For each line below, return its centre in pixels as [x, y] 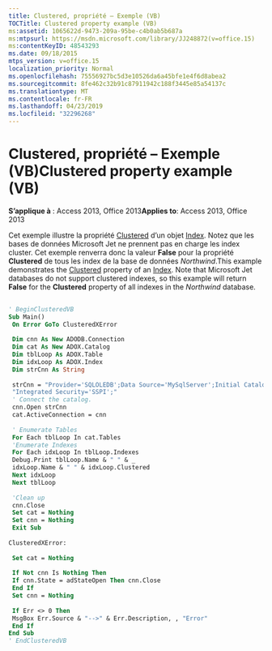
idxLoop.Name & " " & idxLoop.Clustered [81, 468]
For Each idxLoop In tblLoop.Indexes [75, 452]
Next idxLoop [34, 475]
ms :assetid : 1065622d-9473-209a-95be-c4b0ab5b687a [96, 31]
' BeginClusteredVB [41, 309]
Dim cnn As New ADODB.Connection [68, 340]
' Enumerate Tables [45, 430]
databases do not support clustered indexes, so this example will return [127, 278]
